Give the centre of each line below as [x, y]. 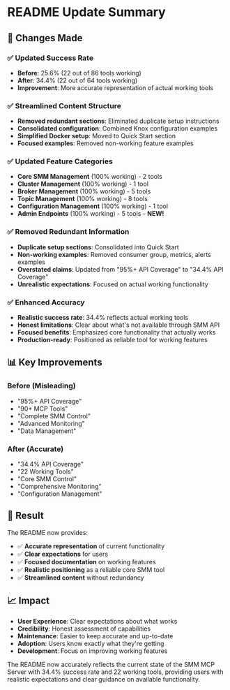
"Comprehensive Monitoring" [59, 487]
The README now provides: [48, 532]
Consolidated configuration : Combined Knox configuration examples [117, 129]
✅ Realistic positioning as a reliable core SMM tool [91, 569]
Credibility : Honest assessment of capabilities [84, 629]
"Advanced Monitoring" [51, 423]
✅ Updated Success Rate [51, 58]
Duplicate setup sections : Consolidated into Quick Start [98, 247]
